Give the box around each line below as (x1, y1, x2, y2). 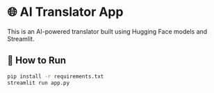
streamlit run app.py (7, 79, 70, 86)
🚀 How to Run (7, 54, 67, 66)
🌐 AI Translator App (7, 4, 124, 20)
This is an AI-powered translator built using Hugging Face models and (7, 27, 208, 35)
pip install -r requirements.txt (7, 73, 104, 80)
